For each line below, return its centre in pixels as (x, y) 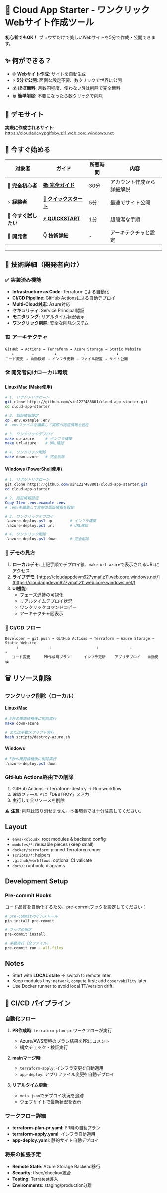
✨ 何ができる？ (28, 61)
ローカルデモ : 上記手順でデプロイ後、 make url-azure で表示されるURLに (86, 565)
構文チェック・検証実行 (44, 1047)
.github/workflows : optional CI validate (52, 860)
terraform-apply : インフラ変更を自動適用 (62, 1068)
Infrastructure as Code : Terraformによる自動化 (61, 292)
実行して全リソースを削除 (38, 800)
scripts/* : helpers (31, 855)
